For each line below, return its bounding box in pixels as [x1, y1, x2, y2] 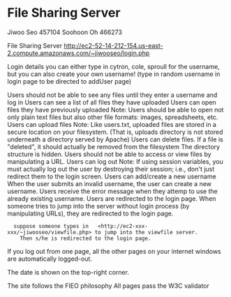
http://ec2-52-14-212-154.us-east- [64, 41, 163, 49]
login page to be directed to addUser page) [7, 77, 132, 85]
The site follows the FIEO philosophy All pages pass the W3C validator [7, 281, 209, 290]
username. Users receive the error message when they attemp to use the [7, 187, 218, 195]
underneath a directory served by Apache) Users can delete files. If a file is [7, 135, 223, 144]
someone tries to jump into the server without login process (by [7, 201, 190, 210]
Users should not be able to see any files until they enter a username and [7, 91, 218, 99]
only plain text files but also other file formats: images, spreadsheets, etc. [7, 113, 218, 121]
